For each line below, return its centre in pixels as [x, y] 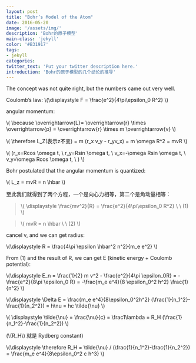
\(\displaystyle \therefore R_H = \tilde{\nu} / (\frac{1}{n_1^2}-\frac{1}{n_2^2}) [98, 348]
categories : [21, 61]
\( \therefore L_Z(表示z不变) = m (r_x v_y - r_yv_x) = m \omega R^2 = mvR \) [97, 141]
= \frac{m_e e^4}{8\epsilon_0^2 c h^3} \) [55, 354]
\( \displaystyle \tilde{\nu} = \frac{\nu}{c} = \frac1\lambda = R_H [84, 317]
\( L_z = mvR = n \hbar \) [36, 182]
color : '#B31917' [27, 45]
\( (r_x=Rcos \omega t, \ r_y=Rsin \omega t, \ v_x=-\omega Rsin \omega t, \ [96, 153]
